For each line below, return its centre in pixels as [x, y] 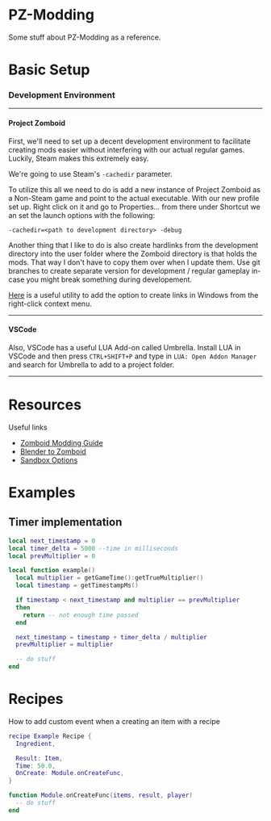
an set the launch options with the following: [82, 215]
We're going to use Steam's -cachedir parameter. [91, 174]
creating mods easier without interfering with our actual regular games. [127, 149]
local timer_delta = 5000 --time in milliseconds [94, 548]
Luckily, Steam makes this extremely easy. [79, 158]
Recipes [36, 699]
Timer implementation [65, 522]
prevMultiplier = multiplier [65, 645]
